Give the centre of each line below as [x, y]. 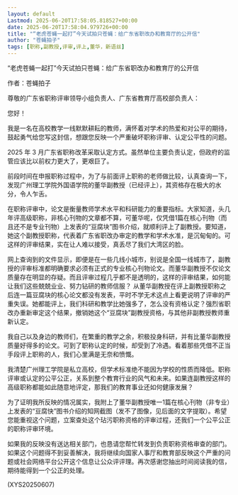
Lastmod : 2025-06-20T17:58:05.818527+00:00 [73, 21]
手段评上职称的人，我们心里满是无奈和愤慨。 [73, 354]
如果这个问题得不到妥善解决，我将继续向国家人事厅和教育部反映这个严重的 [116, 452]
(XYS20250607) [31, 484]
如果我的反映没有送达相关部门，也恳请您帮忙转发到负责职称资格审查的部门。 [119, 444]
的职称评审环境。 [32, 429]
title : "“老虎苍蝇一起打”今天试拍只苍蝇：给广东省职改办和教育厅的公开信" [104, 34]
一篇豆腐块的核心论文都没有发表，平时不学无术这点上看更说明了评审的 [122, 295]
